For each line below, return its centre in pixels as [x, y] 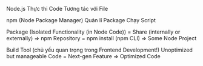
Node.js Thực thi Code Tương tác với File [57, 9]
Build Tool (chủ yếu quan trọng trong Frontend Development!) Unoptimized [99, 50]
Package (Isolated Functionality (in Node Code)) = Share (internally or [93, 32]
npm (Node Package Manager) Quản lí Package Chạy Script [81, 20]
